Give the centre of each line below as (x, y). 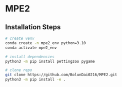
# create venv (20, 38)
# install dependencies (30, 57)
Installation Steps (33, 27)
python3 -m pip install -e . (35, 80)
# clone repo (19, 70)
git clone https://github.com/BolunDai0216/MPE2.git (61, 75)
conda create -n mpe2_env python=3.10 (45, 43)
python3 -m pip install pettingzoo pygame (50, 61)
